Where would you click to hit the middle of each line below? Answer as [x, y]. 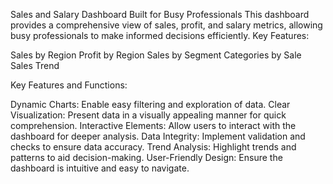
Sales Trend [35, 65]
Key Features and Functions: [69, 85]
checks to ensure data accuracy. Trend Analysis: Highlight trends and [153, 147]
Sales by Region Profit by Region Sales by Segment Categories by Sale [156, 55]
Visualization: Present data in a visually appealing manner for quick [148, 115]
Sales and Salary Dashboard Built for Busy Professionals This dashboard [160, 14]
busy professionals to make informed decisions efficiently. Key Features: [160, 35]
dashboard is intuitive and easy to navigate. [100, 168]
